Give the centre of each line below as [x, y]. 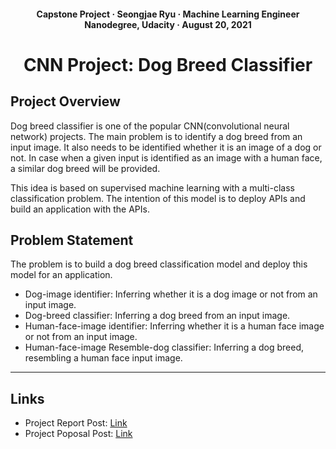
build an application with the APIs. [80, 209]
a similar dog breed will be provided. [85, 168]
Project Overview [65, 101]
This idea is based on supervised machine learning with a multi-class [152, 187]
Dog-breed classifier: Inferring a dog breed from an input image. [157, 316]
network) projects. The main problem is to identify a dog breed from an [156, 136]
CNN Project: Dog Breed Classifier [168, 64]
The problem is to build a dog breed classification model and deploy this [159, 264]
